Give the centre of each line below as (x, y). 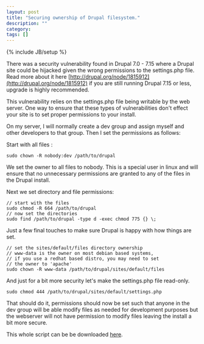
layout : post (23, 12)
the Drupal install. (28, 180)
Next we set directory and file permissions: (60, 192)
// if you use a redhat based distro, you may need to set (83, 259)
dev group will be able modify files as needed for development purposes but (102, 310)
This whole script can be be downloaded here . (65, 335)
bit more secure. (27, 323)
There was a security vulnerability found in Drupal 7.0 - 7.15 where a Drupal (100, 64)
